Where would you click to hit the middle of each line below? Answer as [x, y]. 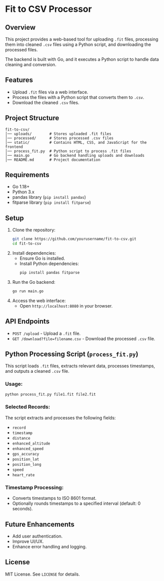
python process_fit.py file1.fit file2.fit [51, 394]
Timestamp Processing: [34, 487]
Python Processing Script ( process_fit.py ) [72, 354]
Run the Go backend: [34, 282]
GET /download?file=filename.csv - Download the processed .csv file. [84, 338]
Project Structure [32, 118]
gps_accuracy [26, 454]
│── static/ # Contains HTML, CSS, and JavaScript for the [76, 142]
